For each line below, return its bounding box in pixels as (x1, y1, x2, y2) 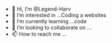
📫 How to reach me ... (11, 31, 67, 37)
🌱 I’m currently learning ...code (11, 18, 87, 24)
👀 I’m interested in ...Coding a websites (11, 12, 107, 19)
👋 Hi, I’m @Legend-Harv (11, 6, 71, 12)
